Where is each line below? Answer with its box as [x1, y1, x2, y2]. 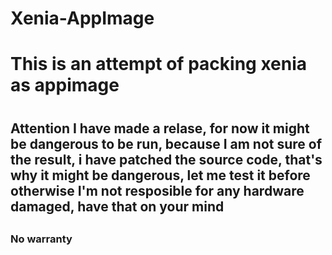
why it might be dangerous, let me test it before [10, 167, 311, 184]
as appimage [10, 74, 120, 97]
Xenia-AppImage [10, 7, 155, 30]
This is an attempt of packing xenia [10, 53, 308, 76]
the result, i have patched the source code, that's [10, 151, 323, 168]
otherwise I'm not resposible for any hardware [10, 182, 305, 199]
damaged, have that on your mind [10, 198, 225, 215]
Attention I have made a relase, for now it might [10, 120, 310, 137]
